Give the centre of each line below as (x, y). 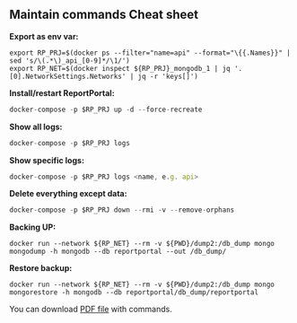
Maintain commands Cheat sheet (104, 15)
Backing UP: (33, 227)
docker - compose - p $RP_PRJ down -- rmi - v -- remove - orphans (122, 210)
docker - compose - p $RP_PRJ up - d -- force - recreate (106, 109)
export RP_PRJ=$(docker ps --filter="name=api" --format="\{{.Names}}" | (150, 53)
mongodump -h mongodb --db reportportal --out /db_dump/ (118, 252)
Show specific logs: (47, 160)
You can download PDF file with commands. (91, 310)
